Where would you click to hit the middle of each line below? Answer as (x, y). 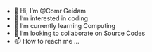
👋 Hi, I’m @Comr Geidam (50, 11)
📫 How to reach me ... (46, 41)
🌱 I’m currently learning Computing (65, 26)
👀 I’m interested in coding (51, 18)
